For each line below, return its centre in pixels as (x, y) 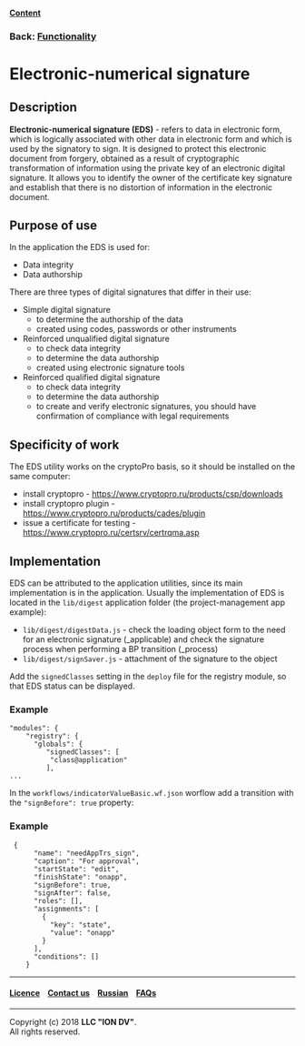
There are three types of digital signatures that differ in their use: (130, 292)
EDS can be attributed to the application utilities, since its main (126, 583)
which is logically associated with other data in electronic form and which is (151, 139)
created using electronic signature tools (110, 367)
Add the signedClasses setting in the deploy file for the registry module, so (148, 676)
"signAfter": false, (72, 893)
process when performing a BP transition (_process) (120, 649)
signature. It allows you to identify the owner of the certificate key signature (151, 177)
